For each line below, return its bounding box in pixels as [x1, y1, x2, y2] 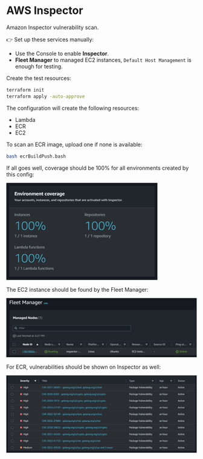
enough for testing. [14, 62, 63, 70]
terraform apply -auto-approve [6, 93, 85, 99]
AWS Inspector [6, 4, 83, 18]
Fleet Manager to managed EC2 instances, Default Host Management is [14, 56, 192, 64]
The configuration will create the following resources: [6, 104, 140, 112]
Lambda [14, 116, 36, 123]
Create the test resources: [6, 74, 71, 82]
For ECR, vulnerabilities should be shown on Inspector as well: [6, 363, 161, 370]
